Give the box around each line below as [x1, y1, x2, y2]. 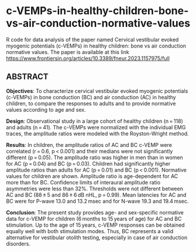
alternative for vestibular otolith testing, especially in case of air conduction [6, 234, 188, 241]
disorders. [6, 240, 31, 247]
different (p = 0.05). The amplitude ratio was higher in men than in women [6, 154, 183, 161]
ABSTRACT [6, 72, 49, 82]
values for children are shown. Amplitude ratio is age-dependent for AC [6, 172, 178, 180]
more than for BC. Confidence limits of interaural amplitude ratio [6, 179, 161, 186]
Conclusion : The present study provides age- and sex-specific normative [6, 209, 184, 216]
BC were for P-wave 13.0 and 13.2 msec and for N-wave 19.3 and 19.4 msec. [6, 197, 189, 204]
